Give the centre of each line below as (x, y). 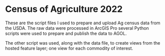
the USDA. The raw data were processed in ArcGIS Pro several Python (77, 28)
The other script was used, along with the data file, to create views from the (83, 43)
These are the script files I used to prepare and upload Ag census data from (83, 23)
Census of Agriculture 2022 (64, 9)
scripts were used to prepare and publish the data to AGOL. (66, 33)
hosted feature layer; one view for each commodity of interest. (69, 48)
